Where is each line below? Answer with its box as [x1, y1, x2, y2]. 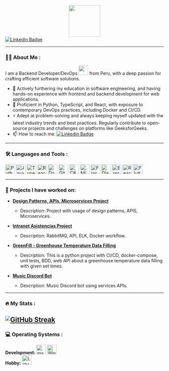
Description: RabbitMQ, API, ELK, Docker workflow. [20, 233, 126, 239]
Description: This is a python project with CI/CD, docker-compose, [20, 252, 158, 258]
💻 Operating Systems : [5, 331, 63, 338]
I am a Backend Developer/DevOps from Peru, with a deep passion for [5, 70, 161, 76]
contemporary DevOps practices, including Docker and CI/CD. [12, 107, 142, 113]
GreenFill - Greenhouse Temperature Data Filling [12, 242, 116, 248]
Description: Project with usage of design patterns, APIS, [20, 207, 138, 214]
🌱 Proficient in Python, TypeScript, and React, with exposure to [12, 102, 143, 108]
